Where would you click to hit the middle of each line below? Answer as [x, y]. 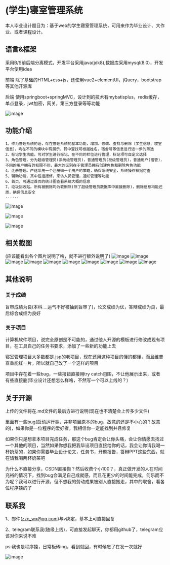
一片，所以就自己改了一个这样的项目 [60, 363]
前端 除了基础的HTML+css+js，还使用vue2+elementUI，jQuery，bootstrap [83, 80]
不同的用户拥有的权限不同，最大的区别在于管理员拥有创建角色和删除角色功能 [73, 165]
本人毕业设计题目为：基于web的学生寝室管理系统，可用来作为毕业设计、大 [83, 25]
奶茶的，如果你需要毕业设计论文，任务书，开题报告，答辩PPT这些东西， [85, 452]
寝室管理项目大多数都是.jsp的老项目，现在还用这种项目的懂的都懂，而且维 [82, 357]
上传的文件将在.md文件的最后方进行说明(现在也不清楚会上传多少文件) [77, 411]
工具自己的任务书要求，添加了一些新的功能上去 [67, 346]
